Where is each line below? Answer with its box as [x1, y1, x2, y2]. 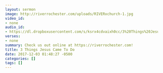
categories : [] [5, 56, 36, 61]
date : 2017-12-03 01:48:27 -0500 [5, 51, 73, 57]
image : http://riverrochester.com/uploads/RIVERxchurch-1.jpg [5, 12, 133, 16]
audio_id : [5, 25, 25, 30]
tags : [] [5, 61, 23, 65]
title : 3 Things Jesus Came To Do [5, 47, 75, 52]
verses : [5, 34, 21, 39]
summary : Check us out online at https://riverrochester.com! [5, 43, 133, 48]
